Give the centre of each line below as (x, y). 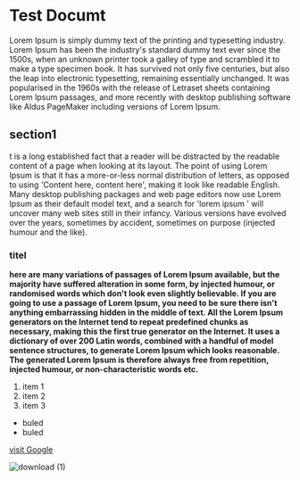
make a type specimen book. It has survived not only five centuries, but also (150, 69)
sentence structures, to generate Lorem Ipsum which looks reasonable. (144, 351)
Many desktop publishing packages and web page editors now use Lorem (145, 194)
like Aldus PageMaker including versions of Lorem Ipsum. (115, 106)
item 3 (34, 406)
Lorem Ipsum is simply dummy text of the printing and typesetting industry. (147, 40)
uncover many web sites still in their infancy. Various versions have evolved (148, 213)
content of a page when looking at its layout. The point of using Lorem (138, 165)
